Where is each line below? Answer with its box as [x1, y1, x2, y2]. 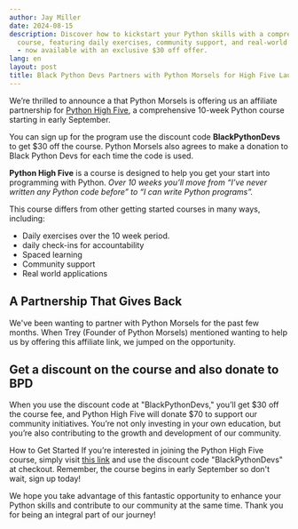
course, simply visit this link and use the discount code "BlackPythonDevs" [9, 454, 284, 465]
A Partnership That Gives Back [9, 294, 183, 309]
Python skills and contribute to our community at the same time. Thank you [9, 500, 284, 511]
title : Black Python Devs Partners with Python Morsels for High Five [9, 71, 276, 80]
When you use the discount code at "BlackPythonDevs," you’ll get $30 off [9, 399, 279, 410]
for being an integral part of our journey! [9, 509, 157, 520]
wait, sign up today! [9, 473, 82, 485]
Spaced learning [21, 249, 82, 260]
